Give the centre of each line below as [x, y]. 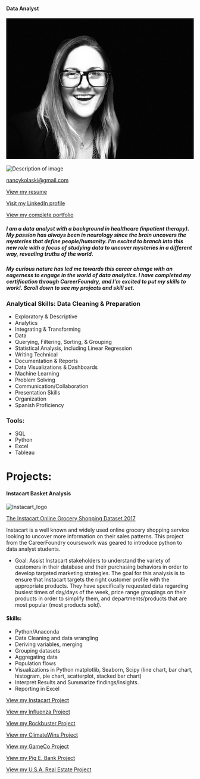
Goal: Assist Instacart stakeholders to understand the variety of [93, 560]
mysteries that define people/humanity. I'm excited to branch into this [95, 241]
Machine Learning [37, 373]
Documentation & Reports [46, 361]
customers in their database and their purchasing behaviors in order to [101, 567]
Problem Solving [35, 380]
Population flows [35, 663]
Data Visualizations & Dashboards [56, 367]
